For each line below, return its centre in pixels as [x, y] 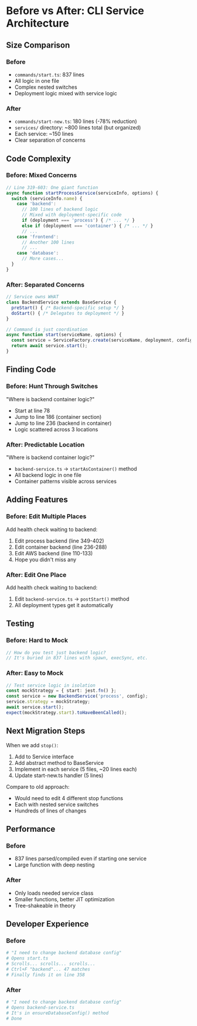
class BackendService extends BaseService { [61, 302]
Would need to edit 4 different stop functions [69, 798]
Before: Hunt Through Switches [52, 387]
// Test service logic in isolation [51, 685]
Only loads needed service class [54, 893]
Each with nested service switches [56, 804]
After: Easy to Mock [35, 673]
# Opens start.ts [27, 958]
